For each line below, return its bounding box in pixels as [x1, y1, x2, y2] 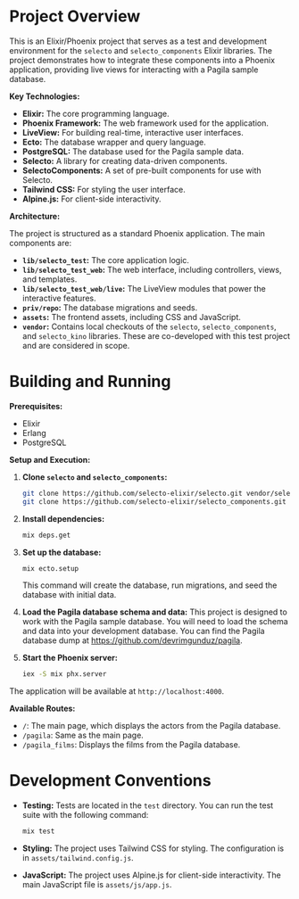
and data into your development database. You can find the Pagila [21, 626, 265, 637]
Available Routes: [9, 703, 76, 714]
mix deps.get [21, 531, 71, 540]
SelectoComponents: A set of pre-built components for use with [21, 165, 262, 176]
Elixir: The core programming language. [21, 108, 170, 119]
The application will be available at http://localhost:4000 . [9, 686, 225, 697]
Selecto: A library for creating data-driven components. [21, 155, 228, 166]
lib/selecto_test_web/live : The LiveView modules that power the [21, 283, 266, 293]
